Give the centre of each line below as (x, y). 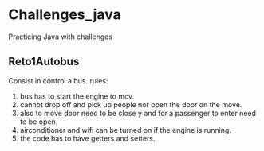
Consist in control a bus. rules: (58, 80)
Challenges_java (65, 15)
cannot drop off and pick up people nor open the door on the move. (131, 104)
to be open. (39, 122)
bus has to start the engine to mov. (77, 96)
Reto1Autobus (44, 62)
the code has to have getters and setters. (87, 138)
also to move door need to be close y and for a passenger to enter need (138, 113)
